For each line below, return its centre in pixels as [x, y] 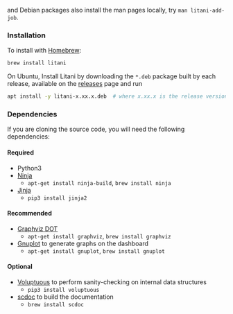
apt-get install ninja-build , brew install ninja [99, 182]
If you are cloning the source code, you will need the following [96, 129]
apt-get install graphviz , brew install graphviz [99, 236]
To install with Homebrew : [44, 51]
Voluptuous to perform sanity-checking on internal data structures [112, 282]
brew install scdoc [56, 304]
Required [21, 152]
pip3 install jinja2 [57, 198]
